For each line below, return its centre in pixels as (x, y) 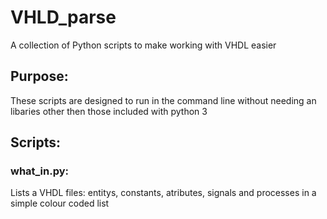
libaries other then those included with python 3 (109, 111)
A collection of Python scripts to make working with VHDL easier (143, 45)
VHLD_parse (63, 17)
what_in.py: (40, 171)
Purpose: (39, 76)
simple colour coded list (60, 203)
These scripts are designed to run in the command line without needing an (163, 100)
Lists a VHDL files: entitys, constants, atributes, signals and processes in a (163, 193)
